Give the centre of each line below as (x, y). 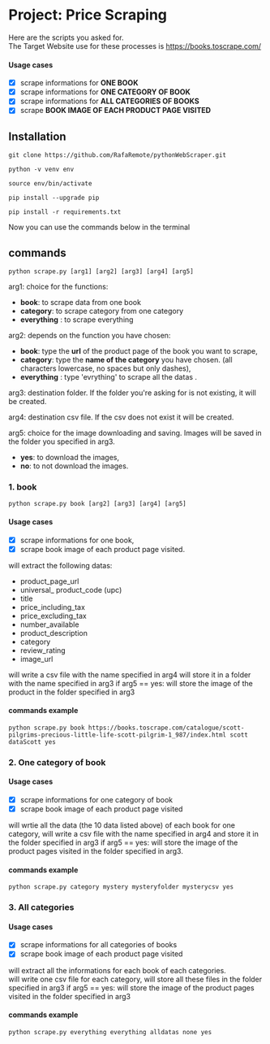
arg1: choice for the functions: (58, 287)
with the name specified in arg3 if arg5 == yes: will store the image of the (131, 683)
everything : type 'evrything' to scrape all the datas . (108, 377)
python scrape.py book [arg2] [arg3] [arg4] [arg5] (97, 504)
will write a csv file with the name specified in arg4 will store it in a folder (130, 674)
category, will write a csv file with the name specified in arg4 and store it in (134, 834)
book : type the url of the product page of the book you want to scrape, (139, 351)
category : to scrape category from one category (102, 311)
